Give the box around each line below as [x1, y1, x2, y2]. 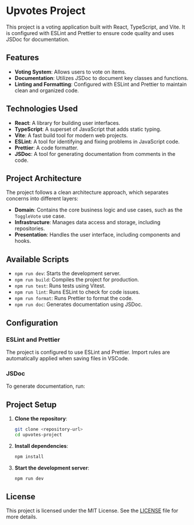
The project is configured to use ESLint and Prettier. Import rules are [6, 349, 171, 356]
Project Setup [6, 399, 57, 409]
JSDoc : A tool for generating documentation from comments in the [14, 150, 176, 157]
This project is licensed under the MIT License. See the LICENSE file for [6, 507, 179, 514]
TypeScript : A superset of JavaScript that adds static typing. [14, 126, 162, 133]
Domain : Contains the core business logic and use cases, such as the [14, 206, 183, 214]
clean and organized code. [14, 86, 79, 94]
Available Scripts [6, 254, 69, 264]
